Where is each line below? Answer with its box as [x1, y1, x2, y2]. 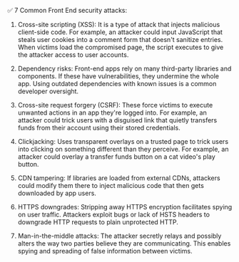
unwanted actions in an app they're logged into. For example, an [17, 108, 207, 117]
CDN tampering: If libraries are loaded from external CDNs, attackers [17, 174, 220, 182]
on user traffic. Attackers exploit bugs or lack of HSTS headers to [17, 210, 210, 219]
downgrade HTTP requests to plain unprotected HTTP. [17, 218, 178, 226]
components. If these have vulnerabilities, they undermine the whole [17, 72, 220, 80]
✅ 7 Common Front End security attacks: [7, 6, 128, 14]
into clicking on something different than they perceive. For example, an [17, 145, 229, 153]
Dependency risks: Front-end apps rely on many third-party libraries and [17, 64, 232, 73]
